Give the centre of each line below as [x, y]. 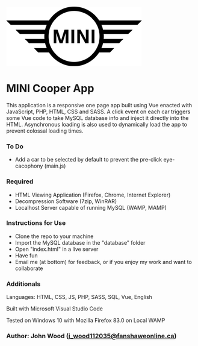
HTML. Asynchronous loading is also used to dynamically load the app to [97, 124]
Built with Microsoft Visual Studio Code [55, 309]
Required [20, 181]
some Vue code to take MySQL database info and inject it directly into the [97, 118]
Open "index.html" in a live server [57, 249]
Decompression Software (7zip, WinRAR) [66, 201]
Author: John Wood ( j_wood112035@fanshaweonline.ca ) [91, 336]
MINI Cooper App [50, 89]
